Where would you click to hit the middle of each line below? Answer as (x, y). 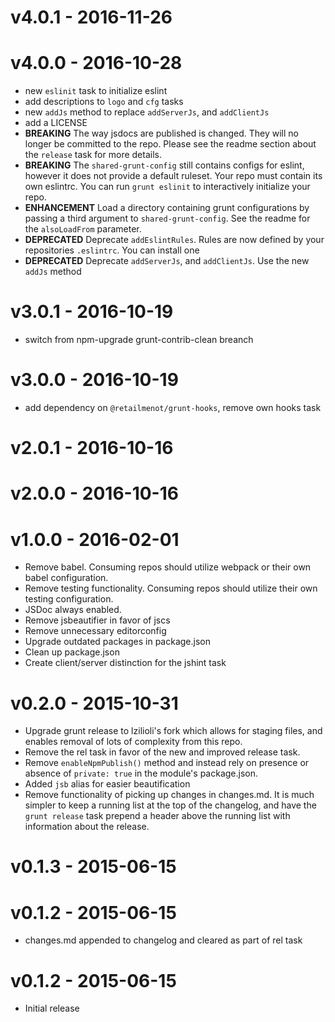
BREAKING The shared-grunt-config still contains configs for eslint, (164, 165)
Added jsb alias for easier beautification (107, 784)
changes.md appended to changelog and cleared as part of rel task (163, 940)
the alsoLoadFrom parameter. (83, 229)
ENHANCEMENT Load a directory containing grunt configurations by (167, 208)
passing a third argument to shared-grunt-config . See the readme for (167, 218)
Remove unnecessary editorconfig (95, 631)
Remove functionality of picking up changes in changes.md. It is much (169, 795)
